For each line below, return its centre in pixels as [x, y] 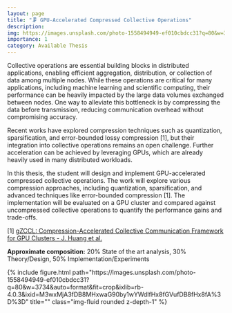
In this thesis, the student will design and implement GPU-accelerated [106, 173]
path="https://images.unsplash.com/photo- [134, 272]
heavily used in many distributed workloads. [70, 160]
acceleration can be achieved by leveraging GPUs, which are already [105, 152]
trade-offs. [22, 217]
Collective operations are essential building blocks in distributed [98, 65]
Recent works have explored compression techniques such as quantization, [115, 130]
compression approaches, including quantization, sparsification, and [105, 188]
